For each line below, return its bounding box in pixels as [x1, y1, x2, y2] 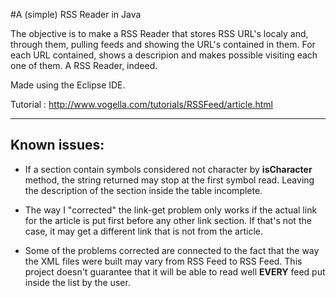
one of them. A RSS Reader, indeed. [10, 60, 158, 71]
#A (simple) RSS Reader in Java [10, 9, 142, 20]
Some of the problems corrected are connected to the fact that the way [24, 244, 320, 256]
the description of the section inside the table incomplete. [24, 184, 263, 196]
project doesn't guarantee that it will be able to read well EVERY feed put [24, 265, 326, 278]
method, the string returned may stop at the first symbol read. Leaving [24, 174, 315, 186]
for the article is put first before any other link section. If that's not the [24, 214, 312, 226]
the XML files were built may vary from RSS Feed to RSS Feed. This [24, 255, 303, 267]
